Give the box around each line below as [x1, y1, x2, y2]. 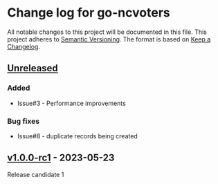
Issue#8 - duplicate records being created [17, 131, 138, 140]
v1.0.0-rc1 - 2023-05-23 [7, 152, 115, 164]
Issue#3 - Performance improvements [17, 99, 126, 107]
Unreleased [7, 62, 59, 74]
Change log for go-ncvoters [7, 5, 171, 21]
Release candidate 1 [7, 170, 64, 178]
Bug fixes [7, 116, 40, 126]
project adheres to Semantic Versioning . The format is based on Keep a [7, 35, 211, 43]
